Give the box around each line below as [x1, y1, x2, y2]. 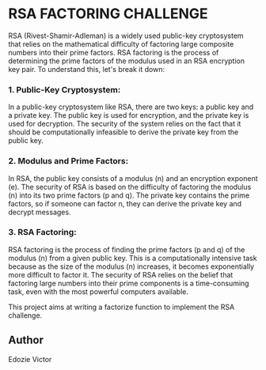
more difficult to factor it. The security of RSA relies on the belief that [8, 270, 234, 279]
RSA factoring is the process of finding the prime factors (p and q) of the [8, 244, 245, 254]
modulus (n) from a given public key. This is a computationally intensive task [8, 253, 257, 262]
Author [8, 334, 44, 347]
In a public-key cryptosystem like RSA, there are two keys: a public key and [8, 102, 254, 111]
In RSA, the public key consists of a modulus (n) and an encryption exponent [8, 173, 258, 183]
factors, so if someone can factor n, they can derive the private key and [8, 198, 242, 208]
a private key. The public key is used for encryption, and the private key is [8, 111, 249, 120]
